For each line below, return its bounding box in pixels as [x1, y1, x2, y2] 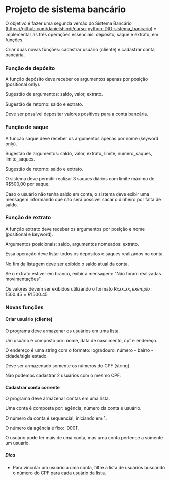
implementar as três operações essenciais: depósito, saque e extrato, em [5, 31, 159, 37]
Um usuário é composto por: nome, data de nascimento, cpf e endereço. [5, 337, 158, 343]
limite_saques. [5, 156, 36, 162]
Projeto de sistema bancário [5, 4, 126, 15]
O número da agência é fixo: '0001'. [5, 425, 80, 431]
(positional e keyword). [5, 231, 53, 237]
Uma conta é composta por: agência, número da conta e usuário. [5, 405, 142, 411]
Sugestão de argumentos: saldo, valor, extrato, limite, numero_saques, [5, 150, 152, 156]
